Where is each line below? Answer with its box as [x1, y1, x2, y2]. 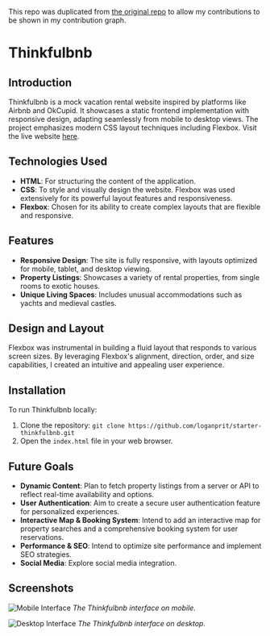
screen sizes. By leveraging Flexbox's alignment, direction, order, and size [8, 351, 255, 362]
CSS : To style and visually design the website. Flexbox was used [19, 185, 235, 195]
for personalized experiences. [19, 507, 120, 517]
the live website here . [8, 132, 80, 140]
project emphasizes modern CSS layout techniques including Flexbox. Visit [8, 123, 257, 132]
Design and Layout [8, 322, 105, 336]
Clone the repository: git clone [19, 421, 125, 430]
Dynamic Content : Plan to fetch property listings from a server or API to [19, 481, 260, 491]
